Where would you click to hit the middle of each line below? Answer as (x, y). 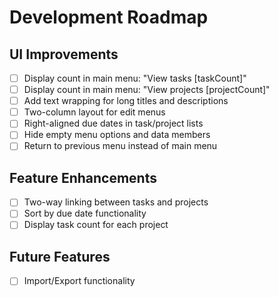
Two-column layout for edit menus (94, 112)
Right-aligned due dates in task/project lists (113, 123)
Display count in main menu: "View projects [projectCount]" (147, 90)
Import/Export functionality (79, 281)
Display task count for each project (96, 225)
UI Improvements (64, 54)
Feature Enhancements (83, 177)
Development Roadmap (109, 17)
